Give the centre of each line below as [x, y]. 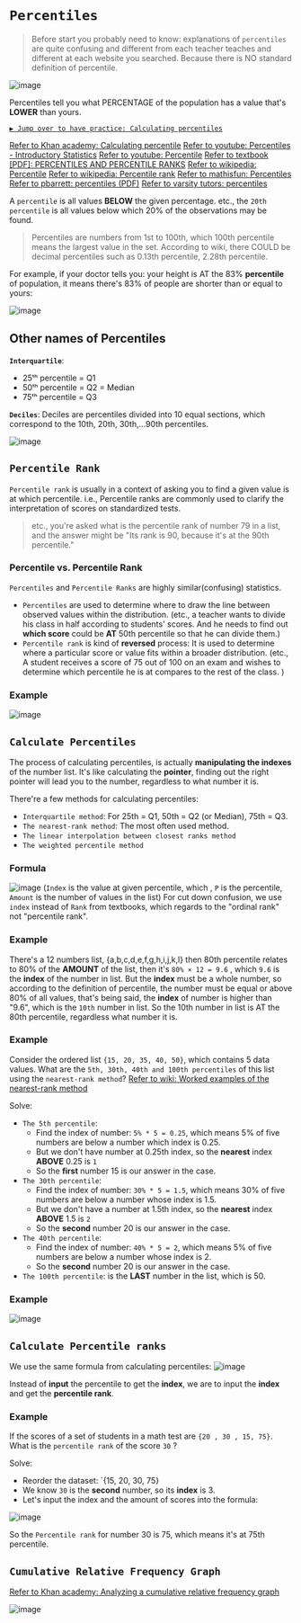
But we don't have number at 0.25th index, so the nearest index [154, 1151]
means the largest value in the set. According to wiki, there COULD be [161, 246]
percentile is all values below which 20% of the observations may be [138, 210]
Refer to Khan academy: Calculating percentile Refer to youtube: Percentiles [150, 145]
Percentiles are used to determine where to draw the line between [146, 604]
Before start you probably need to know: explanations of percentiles [159, 39]
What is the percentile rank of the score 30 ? [93, 1446]
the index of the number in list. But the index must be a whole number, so [146, 978]
